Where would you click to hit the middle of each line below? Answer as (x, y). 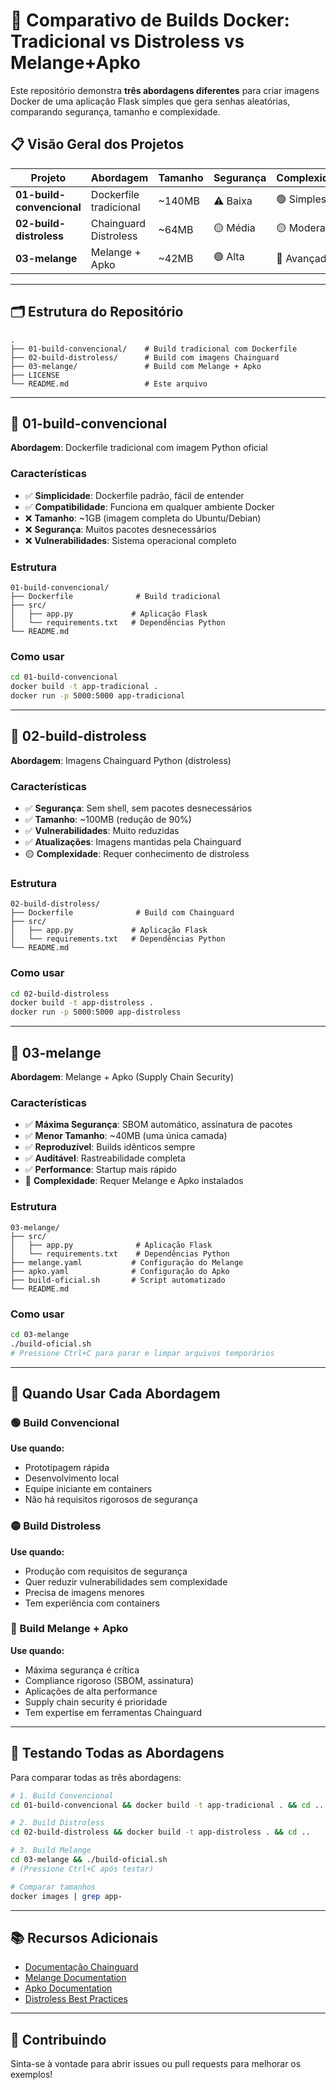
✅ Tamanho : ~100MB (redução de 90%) (108, 819)
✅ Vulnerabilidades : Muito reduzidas (102, 830)
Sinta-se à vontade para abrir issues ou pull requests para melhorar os (156, 2064)
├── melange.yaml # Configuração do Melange (127, 1262)
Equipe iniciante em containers (88, 1489)
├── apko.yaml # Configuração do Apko (120, 1271)
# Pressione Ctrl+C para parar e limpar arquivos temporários (142, 1353)
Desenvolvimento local (72, 1478)
